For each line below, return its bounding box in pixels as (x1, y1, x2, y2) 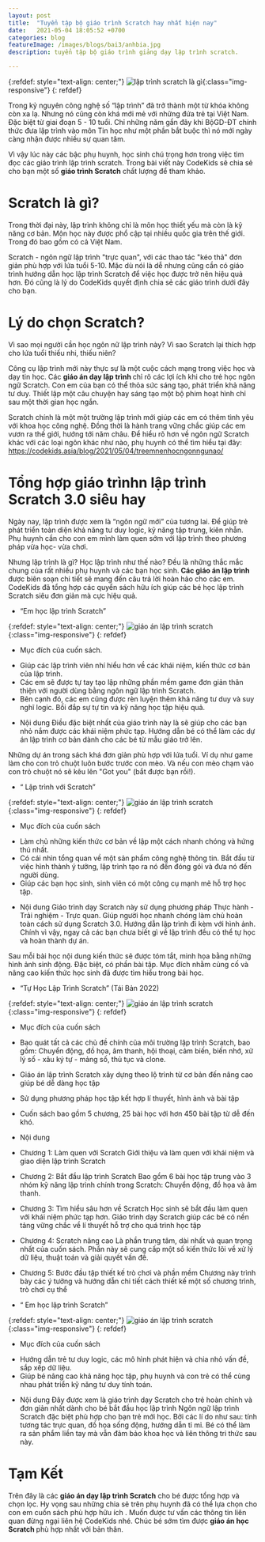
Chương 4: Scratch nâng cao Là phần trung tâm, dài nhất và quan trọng (19, 1235, 253, 1245)
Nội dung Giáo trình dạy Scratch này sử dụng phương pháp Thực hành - (19, 902, 255, 912)
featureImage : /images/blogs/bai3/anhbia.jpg (8, 41, 161, 49)
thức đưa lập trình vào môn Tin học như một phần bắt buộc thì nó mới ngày (8, 126, 252, 135)
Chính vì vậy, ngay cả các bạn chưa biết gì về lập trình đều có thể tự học (19, 927, 256, 937)
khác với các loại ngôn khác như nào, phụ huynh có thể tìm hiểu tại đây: (8, 437, 243, 447)
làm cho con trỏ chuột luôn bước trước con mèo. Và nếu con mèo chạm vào (8, 758, 255, 768)
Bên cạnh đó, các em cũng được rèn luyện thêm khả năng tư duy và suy (19, 694, 255, 704)
